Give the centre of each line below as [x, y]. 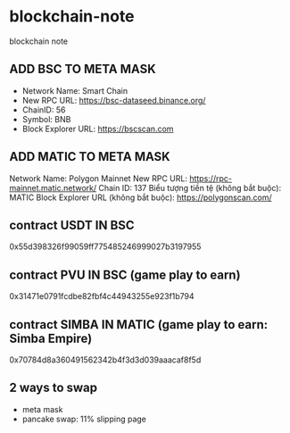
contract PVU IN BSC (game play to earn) [125, 275]
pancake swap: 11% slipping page [84, 419]
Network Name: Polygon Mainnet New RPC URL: [98, 178]
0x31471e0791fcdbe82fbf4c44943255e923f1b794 [102, 296]
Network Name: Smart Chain [75, 90]
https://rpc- [210, 178]
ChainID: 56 [44, 110]
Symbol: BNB [46, 119]
